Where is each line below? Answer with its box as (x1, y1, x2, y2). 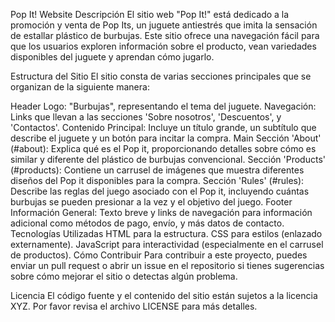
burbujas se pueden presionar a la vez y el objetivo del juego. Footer (10, 196, 293, 208)
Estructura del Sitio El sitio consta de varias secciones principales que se (10, 70, 312, 82)
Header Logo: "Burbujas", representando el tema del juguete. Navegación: (10, 100, 317, 112)
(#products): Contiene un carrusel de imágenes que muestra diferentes (10, 164, 305, 176)
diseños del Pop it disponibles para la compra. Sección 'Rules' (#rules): (10, 175, 305, 186)
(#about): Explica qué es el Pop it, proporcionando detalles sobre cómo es (10, 143, 317, 154)
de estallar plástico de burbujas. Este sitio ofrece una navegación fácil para (10, 30, 320, 41)
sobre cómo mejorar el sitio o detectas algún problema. (10, 270, 238, 282)
